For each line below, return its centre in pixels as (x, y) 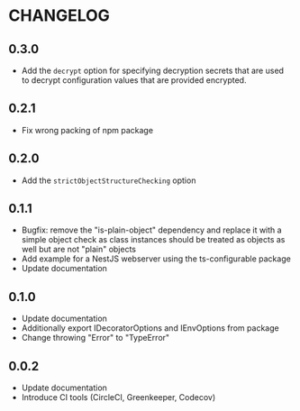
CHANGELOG (59, 16)
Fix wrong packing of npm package (87, 130)
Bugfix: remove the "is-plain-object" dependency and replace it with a (151, 230)
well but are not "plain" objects (79, 250)
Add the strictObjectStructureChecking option (109, 180)
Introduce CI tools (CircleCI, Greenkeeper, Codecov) (118, 397)
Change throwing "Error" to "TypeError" (95, 338)
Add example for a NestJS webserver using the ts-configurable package (156, 259)
